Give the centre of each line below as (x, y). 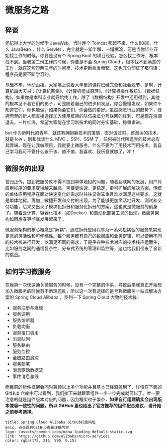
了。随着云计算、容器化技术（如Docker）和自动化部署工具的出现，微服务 (80, 213)
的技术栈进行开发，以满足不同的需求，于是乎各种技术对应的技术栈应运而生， (83, 242)
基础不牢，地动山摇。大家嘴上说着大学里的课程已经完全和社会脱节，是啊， (81, 85)
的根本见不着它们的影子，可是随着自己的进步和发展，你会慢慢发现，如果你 (81, 103)
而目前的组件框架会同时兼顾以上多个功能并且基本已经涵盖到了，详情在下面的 (83, 387)
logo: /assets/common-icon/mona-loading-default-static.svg (69, 432)
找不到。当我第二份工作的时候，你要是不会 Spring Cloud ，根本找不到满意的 (83, 62)
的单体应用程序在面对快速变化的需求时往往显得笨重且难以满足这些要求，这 (81, 194)
